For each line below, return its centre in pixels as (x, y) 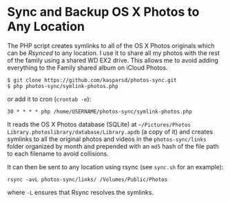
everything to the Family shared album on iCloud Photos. (87, 67)
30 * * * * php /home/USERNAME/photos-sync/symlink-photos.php (100, 111)
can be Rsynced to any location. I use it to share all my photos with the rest (114, 53)
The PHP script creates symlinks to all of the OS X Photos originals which (111, 45)
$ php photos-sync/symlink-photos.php (63, 86)
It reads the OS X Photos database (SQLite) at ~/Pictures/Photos (99, 124)
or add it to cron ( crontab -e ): (49, 99)
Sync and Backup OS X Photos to (103, 12)
